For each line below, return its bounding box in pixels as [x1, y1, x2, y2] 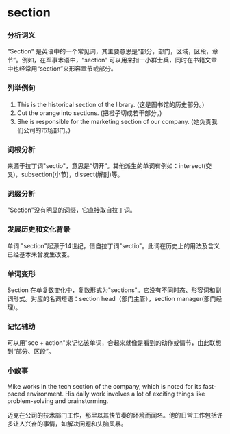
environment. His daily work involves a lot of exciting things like [26, 389, 205, 398]
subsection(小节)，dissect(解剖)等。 [21, 170, 124, 179]
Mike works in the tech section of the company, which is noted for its [7, 382, 202, 390]
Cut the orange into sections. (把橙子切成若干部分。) [16, 108, 162, 117]
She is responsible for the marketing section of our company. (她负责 [16, 117, 212, 125]
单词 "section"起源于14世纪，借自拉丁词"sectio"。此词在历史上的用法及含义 [7, 241, 220, 250]
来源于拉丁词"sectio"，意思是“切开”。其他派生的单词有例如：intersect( [7, 162, 206, 170]
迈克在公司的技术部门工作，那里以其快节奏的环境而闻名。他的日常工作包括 [7, 411, 217, 419]
